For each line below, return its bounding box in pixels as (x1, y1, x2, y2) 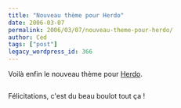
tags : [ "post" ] (8, 41, 58, 49)
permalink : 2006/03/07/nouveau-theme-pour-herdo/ (8, 26, 174, 34)
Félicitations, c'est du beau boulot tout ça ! (8, 92, 146, 100)
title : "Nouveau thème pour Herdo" (8, 11, 125, 20)
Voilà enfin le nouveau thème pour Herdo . (8, 70, 143, 78)
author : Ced (8, 33, 47, 41)
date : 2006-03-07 (8, 19, 65, 27)
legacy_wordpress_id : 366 (8, 48, 92, 56)
